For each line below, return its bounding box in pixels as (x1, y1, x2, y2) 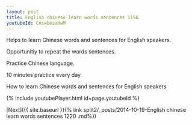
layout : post (6, 8, 39, 15)
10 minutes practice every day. (6, 72, 82, 79)
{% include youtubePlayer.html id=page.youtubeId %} (6, 94, 140, 102)
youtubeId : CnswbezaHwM (6, 20, 66, 26)
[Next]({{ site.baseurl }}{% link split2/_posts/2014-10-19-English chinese (6, 106, 187, 114)
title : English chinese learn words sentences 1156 (6, 14, 138, 20)
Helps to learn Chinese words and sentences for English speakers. (6, 37, 172, 44)
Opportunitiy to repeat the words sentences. (6, 48, 116, 55)
